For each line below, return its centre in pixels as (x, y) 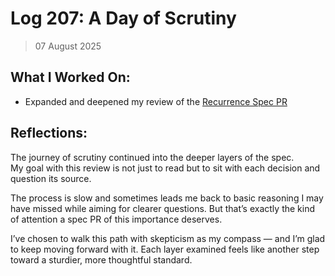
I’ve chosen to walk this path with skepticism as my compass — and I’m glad (168, 238)
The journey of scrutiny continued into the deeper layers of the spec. (152, 157)
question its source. (51, 178)
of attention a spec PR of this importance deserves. (116, 219)
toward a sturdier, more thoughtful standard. (101, 259)
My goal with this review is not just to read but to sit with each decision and (165, 168)
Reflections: (49, 133)
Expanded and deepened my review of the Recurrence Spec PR (156, 101)
